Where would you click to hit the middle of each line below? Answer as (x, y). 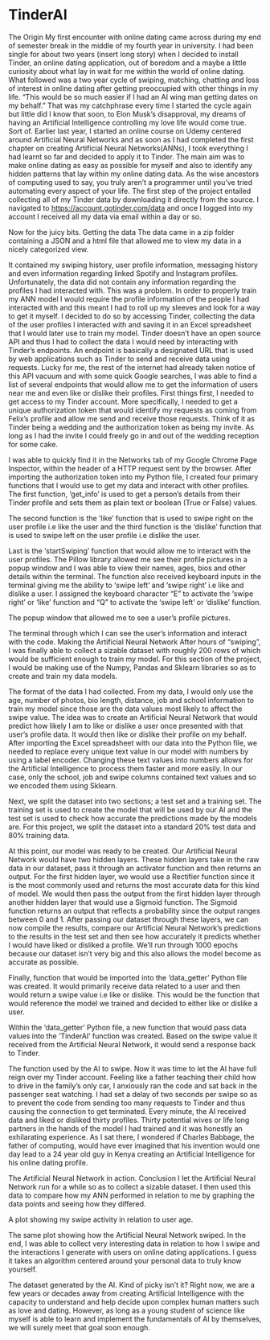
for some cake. (33, 444)
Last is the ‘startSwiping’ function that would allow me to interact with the (130, 551)
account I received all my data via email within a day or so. (105, 216)
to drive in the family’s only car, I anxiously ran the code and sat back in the (133, 1085)
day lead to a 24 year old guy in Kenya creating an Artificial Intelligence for (132, 1154)
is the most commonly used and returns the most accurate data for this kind (134, 885)
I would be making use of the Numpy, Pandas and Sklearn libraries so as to (132, 667)
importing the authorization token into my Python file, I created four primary (133, 477)
